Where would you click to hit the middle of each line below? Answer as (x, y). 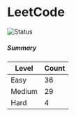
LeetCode (36, 12)
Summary (22, 48)
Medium (24, 91)
